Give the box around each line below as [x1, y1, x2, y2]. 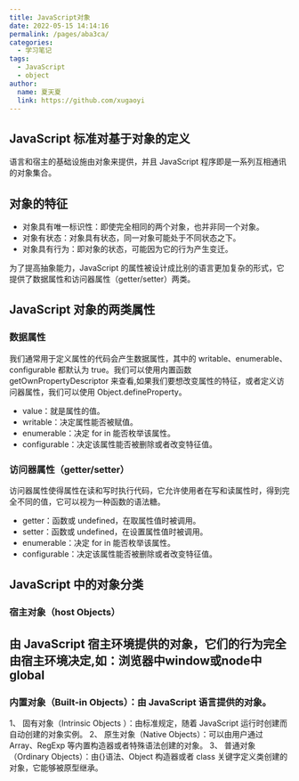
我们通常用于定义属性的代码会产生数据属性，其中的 [9, 353, 197, 363]
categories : [9, 37, 53, 47]
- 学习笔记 [17, 46, 53, 55]
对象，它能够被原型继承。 [9, 762, 103, 773]
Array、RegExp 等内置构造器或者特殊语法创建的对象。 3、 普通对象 [9, 740, 256, 751]
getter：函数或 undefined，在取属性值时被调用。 [21, 515, 201, 525]
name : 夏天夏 [17, 87, 61, 96]
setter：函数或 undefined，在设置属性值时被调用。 [21, 526, 208, 537]
